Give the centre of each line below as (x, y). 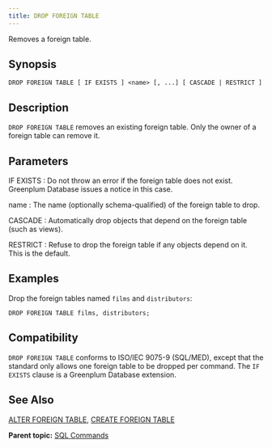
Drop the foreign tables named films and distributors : (100, 298)
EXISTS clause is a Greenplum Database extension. (92, 374)
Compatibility (43, 338)
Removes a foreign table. (50, 39)
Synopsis (32, 64)
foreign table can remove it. (54, 136)
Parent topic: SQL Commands (59, 435)
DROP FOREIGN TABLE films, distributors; (79, 313)
